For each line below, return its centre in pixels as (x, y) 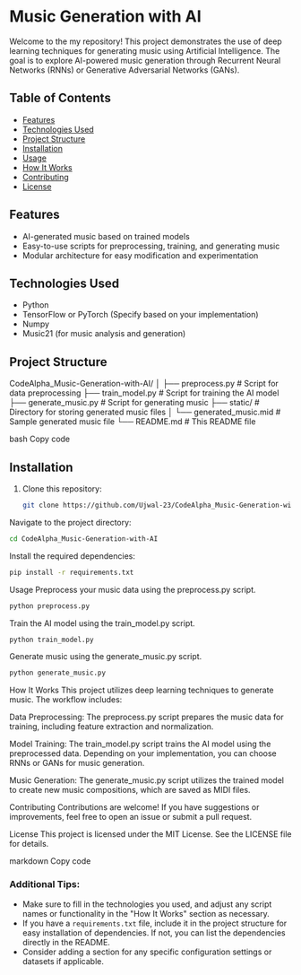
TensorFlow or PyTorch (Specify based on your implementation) (140, 315)
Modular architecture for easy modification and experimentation (140, 255)
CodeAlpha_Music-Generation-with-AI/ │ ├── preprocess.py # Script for (144, 384)
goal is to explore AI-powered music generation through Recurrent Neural (145, 60)
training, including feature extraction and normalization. (112, 727)
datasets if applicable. (63, 961)
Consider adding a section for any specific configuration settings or (147, 952)
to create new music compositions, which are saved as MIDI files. (130, 790)
